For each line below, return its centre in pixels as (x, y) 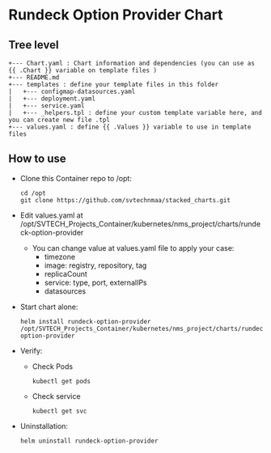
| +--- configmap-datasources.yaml (72, 91)
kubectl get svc (59, 411)
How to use (37, 159)
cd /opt (33, 193)
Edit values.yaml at (51, 215)
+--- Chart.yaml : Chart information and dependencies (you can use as (131, 63)
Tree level (34, 45)
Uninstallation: (44, 425)
